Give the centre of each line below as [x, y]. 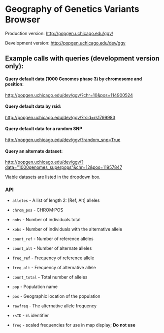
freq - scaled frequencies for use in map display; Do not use [74, 325]
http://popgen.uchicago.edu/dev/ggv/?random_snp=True [63, 140]
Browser [23, 20]
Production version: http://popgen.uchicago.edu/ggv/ [59, 33]
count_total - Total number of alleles [50, 277]
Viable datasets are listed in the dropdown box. [53, 177]
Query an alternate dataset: [34, 151]
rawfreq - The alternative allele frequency [54, 306]
